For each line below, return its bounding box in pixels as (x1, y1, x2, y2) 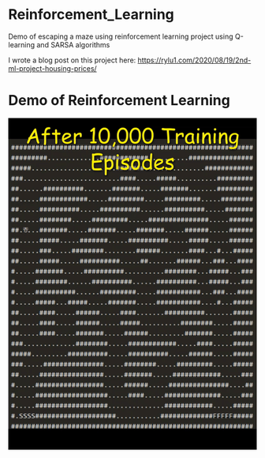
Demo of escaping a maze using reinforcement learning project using (8, 32, 234, 41)
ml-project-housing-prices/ (8, 63, 97, 73)
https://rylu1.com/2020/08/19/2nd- (137, 55, 252, 65)
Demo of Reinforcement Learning (8, 92, 230, 110)
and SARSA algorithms (36, 39, 110, 49)
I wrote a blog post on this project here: (8, 55, 136, 65)
